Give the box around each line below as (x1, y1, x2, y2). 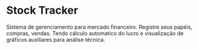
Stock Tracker (6, 4, 79, 17)
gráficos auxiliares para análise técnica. (6, 36, 105, 43)
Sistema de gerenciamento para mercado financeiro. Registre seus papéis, (6, 23, 193, 30)
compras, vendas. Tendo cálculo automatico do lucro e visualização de (6, 29, 183, 36)
